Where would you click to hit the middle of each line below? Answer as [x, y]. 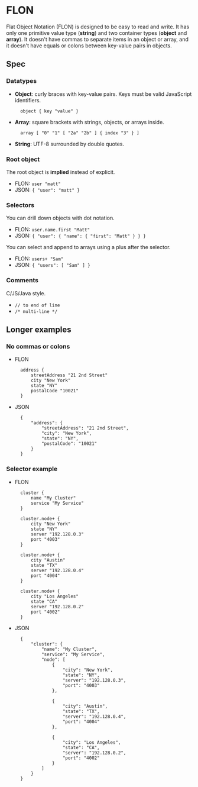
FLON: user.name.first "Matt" [52, 230]
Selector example [32, 469]
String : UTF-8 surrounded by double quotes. [69, 144]
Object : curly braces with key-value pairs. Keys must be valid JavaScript [103, 94]
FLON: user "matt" [38, 183]
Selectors [20, 205]
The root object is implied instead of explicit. [61, 172]
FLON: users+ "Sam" [39, 259]
